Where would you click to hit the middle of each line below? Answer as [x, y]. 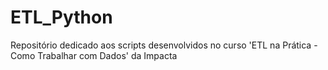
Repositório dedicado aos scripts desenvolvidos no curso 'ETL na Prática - [164, 45]
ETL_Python [61, 17]
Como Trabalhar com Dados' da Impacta [94, 55]
